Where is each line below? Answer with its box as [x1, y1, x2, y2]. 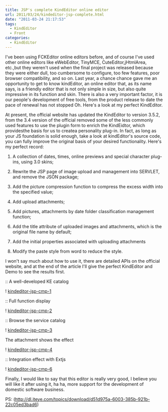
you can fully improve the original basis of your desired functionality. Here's [5, 138, 162, 144]
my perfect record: [5, 144, 44, 150]
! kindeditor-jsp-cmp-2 [5, 307, 53, 314]
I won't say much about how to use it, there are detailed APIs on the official [5, 258, 160, 264]
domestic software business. [5, 386, 65, 392]
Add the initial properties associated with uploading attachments [12, 238, 146, 244]
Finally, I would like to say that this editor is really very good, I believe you [5, 375, 157, 382]
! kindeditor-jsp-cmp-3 [5, 327, 53, 333]
